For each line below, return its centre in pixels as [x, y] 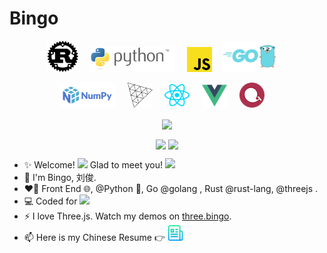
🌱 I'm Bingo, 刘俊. [60, 178]
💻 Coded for [50, 201]
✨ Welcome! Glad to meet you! [93, 165]
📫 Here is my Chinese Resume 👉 [94, 238]
